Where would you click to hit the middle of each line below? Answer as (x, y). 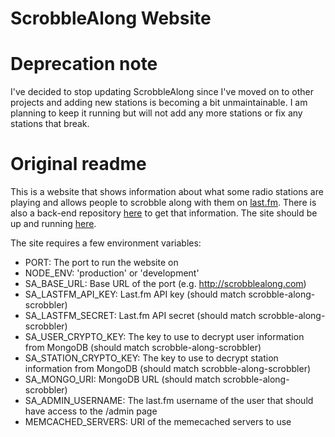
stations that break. (50, 124)
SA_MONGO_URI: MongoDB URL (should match (122, 379)
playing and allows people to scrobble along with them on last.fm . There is (163, 203)
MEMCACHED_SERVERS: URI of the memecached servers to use (158, 422)
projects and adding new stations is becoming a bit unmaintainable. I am (159, 103)
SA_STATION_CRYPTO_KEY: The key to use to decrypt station (151, 358)
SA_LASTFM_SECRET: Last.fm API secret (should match (140, 316)
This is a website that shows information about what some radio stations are (167, 192)
